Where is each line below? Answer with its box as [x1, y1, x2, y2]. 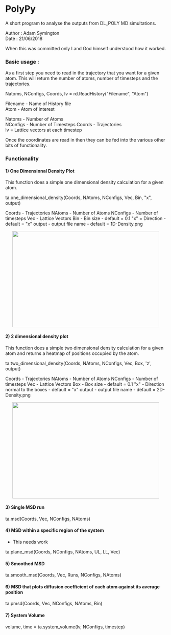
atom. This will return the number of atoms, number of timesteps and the [5, 75, 158, 82]
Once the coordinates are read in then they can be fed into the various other [5, 137, 165, 143]
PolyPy [5, 3, 36, 15]
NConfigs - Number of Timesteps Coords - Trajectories [5, 122, 122, 128]
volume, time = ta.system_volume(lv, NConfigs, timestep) [5, 624, 125, 630]
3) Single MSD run [5, 504, 45, 510]
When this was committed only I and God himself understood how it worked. [5, 45, 166, 51]
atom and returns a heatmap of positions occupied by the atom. [5, 350, 139, 356]
